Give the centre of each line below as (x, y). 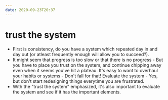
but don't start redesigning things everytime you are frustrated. (78, 81)
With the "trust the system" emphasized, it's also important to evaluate (86, 86)
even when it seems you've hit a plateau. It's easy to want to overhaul (85, 70)
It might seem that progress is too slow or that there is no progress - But (88, 60)
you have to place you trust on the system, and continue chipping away (87, 65)
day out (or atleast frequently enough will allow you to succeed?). (81, 54)
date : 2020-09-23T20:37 (30, 10)
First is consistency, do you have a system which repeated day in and (85, 49)
